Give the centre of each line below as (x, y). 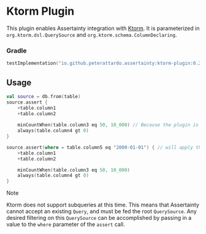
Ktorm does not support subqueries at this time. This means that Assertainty (103, 205)
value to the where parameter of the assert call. (66, 224)
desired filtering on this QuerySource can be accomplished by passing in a (99, 218)
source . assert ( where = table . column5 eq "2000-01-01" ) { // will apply (100, 147)
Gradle (17, 50)
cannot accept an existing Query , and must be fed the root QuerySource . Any (102, 211)
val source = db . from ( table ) (44, 96)
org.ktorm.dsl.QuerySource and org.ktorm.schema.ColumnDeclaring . (92, 34)
